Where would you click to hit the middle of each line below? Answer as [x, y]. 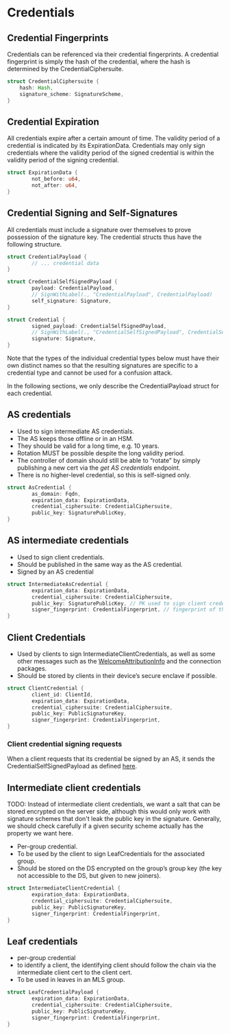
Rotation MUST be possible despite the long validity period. [101, 453]
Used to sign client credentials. [61, 557]
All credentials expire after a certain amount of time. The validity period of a [114, 138]
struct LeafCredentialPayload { [53, 992]
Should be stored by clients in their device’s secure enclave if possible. [117, 675]
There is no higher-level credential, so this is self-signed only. [104, 475]
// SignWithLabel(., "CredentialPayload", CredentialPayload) [122, 294]
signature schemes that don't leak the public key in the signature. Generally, [114, 819]
